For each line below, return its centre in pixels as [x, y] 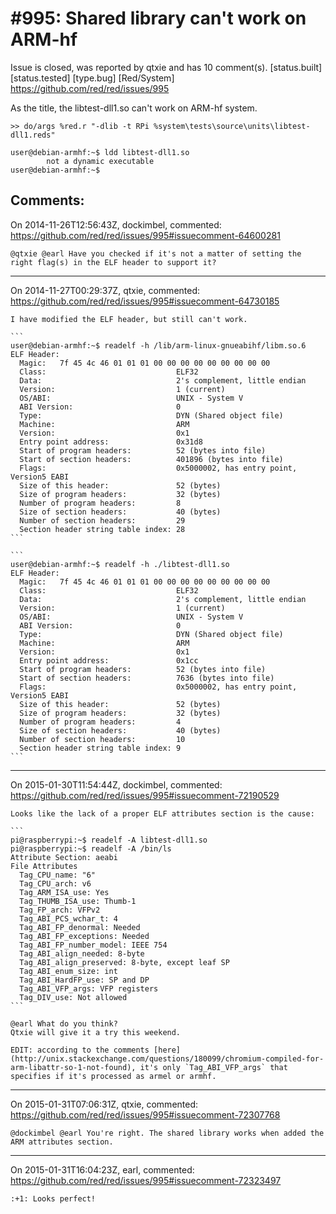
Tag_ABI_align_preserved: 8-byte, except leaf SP [124, 962]
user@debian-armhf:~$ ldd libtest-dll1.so [100, 152]
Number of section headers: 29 [102, 520]
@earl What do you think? [64, 1023]
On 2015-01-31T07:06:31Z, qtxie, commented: [104, 1104]
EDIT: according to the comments [80, 1050]
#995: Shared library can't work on [158, 18]
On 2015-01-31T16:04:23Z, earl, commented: [102, 1169]
